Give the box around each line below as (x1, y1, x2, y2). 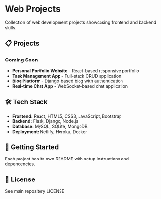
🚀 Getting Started (5, 143, 59, 151)
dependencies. (5, 161, 35, 167)
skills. (5, 24, 17, 30)
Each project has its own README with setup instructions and (5, 156, 129, 162)
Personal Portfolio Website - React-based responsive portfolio (12, 67, 139, 74)
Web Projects (5, 3, 61, 15)
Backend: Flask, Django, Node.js (12, 119, 79, 124)
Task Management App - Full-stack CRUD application (12, 73, 121, 79)
